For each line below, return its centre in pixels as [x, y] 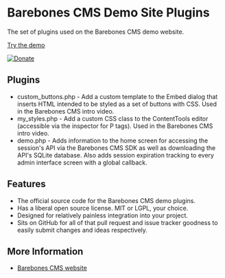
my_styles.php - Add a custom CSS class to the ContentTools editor [113, 118]
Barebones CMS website [52, 268]
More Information [45, 252]
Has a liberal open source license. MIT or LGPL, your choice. [103, 208]
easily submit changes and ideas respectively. [82, 230]
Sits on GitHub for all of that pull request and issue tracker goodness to [117, 222]
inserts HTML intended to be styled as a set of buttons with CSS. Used [117, 104]
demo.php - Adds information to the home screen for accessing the [113, 140]
